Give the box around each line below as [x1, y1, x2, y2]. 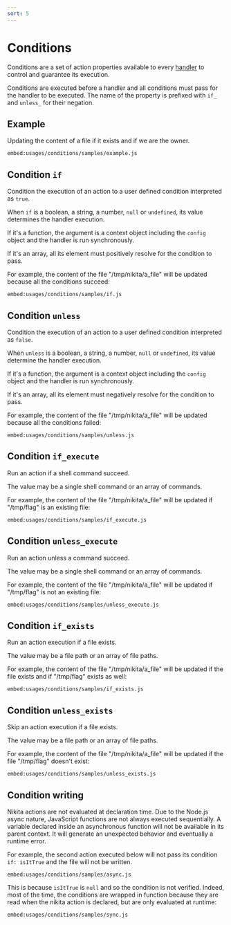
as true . [7, 194, 30, 203]
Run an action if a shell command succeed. [7, 468, 130, 477]
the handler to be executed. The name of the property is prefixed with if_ [7, 91, 217, 99]
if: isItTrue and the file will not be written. [7, 858, 133, 866]
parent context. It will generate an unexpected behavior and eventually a [7, 830, 214, 838]
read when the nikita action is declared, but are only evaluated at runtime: [7, 898, 216, 906]
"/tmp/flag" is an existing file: [7, 503, 91, 511]
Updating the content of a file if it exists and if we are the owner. [7, 136, 190, 145]
